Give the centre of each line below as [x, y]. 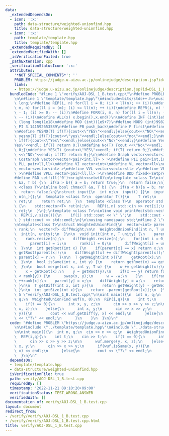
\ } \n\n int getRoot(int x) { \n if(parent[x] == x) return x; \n [89, 248]
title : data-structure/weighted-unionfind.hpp [64, 29]
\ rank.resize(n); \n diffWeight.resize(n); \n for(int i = [86, 239]
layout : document [23, 407]
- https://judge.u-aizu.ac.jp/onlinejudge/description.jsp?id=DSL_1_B [90, 89]
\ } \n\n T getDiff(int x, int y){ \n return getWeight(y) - [82, 285]
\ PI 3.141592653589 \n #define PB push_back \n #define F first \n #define [90, 127]
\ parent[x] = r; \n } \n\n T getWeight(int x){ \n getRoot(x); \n [88, 257]
